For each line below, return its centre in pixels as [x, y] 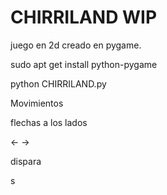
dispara [26, 161]
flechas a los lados [49, 122]
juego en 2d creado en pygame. [76, 45]
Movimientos [37, 103]
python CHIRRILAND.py [58, 83]
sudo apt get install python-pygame [84, 64]
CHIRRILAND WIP [84, 17]
